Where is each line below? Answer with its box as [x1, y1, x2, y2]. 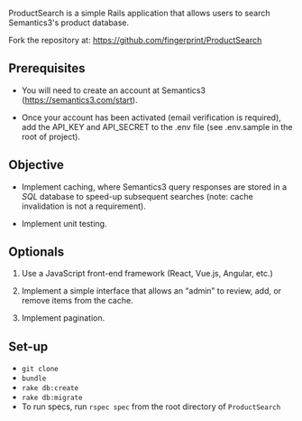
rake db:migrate [21, 393, 83, 403]
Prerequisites [8, 61, 86, 76]
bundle [21, 374, 47, 383]
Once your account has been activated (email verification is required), [21, 112, 281, 123]
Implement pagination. [21, 313, 105, 323]
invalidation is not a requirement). [21, 201, 146, 211]
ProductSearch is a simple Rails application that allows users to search [8, 8, 270, 18]
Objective [8, 157, 65, 173]
